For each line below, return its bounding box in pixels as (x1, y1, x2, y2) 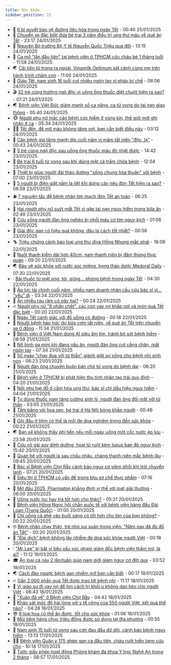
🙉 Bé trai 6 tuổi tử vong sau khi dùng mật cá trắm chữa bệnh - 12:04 (12, 158, 156, 164)
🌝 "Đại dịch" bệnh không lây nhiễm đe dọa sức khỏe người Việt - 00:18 (12, 534, 162, 541)
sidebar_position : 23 (5, 12, 52, 17)
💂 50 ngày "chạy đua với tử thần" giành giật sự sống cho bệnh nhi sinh (12, 352, 161, 359)
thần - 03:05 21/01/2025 (12, 401, 64, 407)
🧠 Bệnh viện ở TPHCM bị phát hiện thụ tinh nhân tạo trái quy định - (12, 374, 154, 380)
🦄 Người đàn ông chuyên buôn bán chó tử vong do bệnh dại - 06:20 (12, 363, 156, 369)
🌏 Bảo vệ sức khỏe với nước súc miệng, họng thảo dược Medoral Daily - (12, 262, 165, 269)
